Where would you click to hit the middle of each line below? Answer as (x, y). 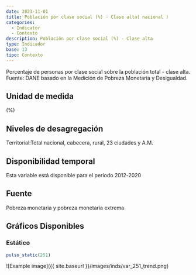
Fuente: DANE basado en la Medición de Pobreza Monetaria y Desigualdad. (97, 78)
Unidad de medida (40, 96)
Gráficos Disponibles (45, 226)
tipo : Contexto (25, 55)
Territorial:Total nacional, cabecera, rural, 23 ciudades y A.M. (80, 143)
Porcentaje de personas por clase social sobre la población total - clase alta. (98, 71)
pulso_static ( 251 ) (28, 255)
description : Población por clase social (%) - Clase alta (80, 39)
